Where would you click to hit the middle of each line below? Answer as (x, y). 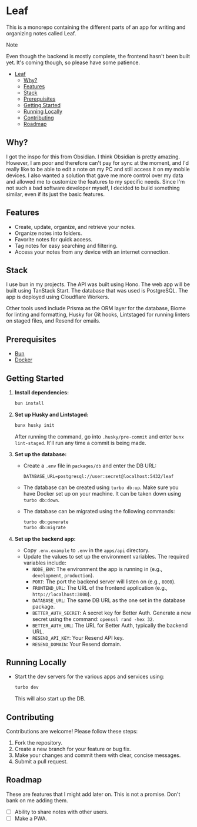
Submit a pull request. (41, 761)
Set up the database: (41, 454)
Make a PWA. (31, 818)
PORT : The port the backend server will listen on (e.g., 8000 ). (104, 582)
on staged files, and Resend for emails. (54, 321)
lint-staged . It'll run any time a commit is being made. (80, 443)
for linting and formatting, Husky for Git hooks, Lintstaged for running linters (98, 315)
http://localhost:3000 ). (61, 594)
